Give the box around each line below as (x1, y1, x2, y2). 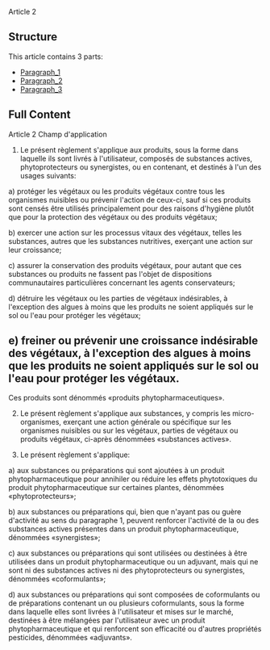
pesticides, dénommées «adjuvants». (8, 633, 133, 643)
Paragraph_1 (19, 67, 60, 77)
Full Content (8, 108, 71, 122)
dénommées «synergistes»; (8, 533, 101, 543)
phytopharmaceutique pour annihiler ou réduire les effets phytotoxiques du (8, 474, 258, 484)
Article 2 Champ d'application (8, 129, 107, 139)
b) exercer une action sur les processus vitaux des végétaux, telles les (8, 228, 243, 237)
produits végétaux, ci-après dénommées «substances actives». (19, 434, 232, 444)
